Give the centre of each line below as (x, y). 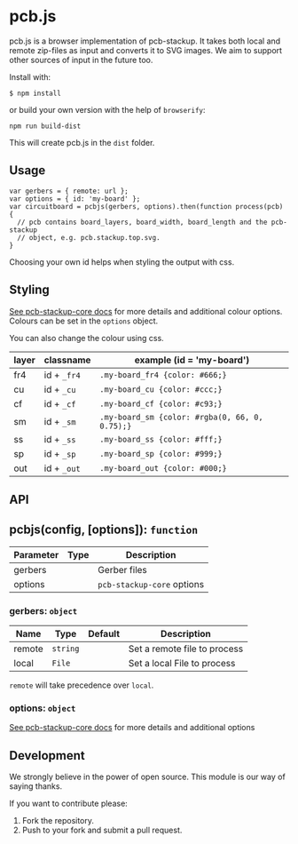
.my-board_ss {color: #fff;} (161, 439)
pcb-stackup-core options (151, 584)
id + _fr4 (63, 375)
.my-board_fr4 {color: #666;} (164, 374)
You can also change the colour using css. (86, 338)
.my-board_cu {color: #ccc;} (161, 389)
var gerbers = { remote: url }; (69, 191)
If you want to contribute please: (69, 804)
